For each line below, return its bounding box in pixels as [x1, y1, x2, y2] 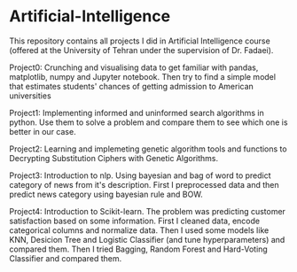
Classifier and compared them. [9, 253, 122, 263]
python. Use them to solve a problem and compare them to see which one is [9, 117, 288, 128]
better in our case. [9, 126, 77, 136]
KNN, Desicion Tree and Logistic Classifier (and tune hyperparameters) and [9, 234, 285, 245]
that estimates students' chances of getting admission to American [9, 81, 254, 91]
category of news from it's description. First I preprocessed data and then [9, 179, 279, 190]
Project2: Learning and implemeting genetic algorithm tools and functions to [9, 144, 287, 154]
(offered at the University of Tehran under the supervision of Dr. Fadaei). [9, 44, 274, 55]
